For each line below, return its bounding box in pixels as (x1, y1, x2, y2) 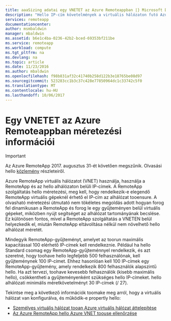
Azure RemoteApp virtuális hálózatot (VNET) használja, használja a (5, 178, 146, 184)
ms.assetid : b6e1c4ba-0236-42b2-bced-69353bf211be (5, 36, 115, 41)
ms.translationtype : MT (5, 83, 56, 88)
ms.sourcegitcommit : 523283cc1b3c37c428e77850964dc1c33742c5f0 (5, 78, 142, 83)
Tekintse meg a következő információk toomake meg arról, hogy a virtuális (5, 289, 161, 296)
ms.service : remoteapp (5, 41, 53, 46)
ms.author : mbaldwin (5, 69, 49, 74)
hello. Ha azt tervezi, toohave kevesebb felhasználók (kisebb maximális (5, 269, 155, 275)
